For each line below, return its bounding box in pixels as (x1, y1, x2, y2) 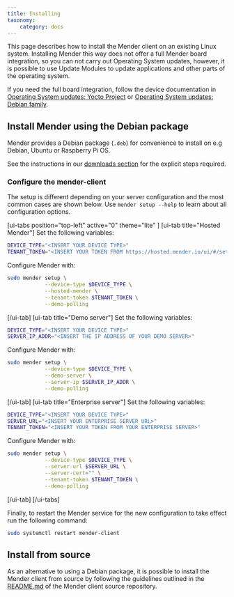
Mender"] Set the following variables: (7, 228, 114, 237)
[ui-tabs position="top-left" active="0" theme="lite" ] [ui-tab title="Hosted (7, 221, 221, 230)
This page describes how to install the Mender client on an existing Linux (7, 42, 217, 51)
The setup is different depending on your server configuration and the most (7, 193, 224, 201)
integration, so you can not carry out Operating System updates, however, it (7, 57, 225, 65)
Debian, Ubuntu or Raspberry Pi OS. (7, 146, 111, 155)
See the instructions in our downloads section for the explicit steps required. (7, 160, 226, 168)
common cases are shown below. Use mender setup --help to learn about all (7, 200, 227, 209)
